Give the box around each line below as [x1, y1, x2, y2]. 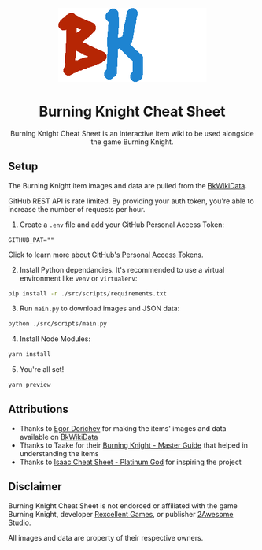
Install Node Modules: [19, 334, 90, 344]
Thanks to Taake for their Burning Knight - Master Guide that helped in [19, 440, 248, 450]
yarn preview [8, 381, 51, 389]
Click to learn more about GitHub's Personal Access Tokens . [8, 250, 204, 259]
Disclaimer [8, 480, 62, 493]
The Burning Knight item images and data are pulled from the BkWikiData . [8, 180, 248, 190]
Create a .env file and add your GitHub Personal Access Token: [19, 220, 225, 229]
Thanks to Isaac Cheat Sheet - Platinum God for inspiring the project [19, 457, 242, 466]
